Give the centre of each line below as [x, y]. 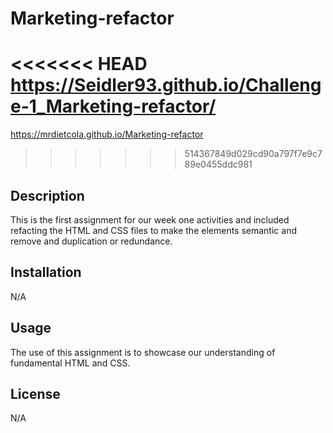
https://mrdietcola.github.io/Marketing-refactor [107, 134]
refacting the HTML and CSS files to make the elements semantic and [153, 230]
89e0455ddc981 [218, 164]
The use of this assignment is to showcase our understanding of [143, 352]
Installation [46, 272]
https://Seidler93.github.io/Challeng [166, 85]
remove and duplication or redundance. [91, 241]
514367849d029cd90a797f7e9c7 [253, 154]
